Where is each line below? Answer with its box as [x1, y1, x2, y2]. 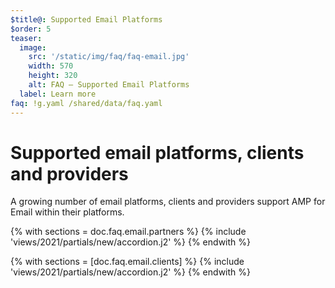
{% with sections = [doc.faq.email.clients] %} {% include [10, 256, 245, 268]
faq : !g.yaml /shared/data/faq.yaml [10, 98, 163, 108]
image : [19, 42, 47, 53]
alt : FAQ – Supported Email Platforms [28, 80, 190, 90]
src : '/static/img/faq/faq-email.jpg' [28, 52, 190, 62]
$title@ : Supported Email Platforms [10, 14, 163, 25]
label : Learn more [19, 89, 97, 99]
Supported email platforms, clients [10, 141, 305, 164]
